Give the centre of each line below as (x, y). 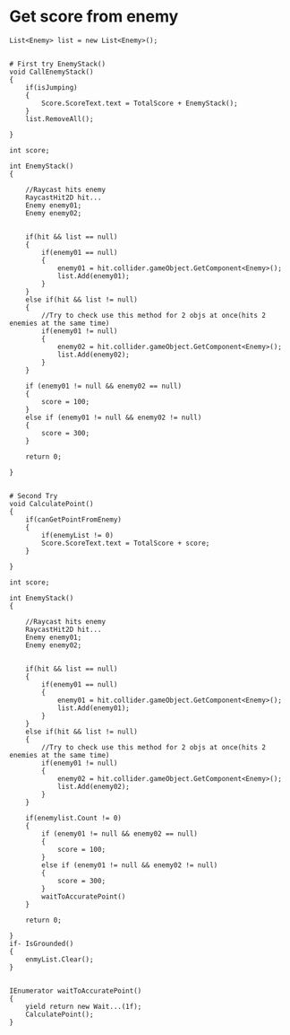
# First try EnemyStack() (57, 64)
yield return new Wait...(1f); (84, 1006)
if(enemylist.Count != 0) (74, 818)
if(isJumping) (51, 87)
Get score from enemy (94, 17)
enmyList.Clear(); (60, 959)
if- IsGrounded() (42, 943)
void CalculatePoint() (51, 504)
